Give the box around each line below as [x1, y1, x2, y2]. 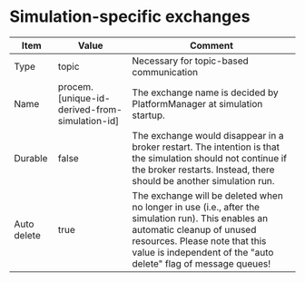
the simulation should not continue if [132, 151, 288, 164]
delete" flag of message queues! [132, 257, 271, 269]
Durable [14, 151, 48, 164]
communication [132, 65, 199, 78]
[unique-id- [57, 92, 111, 104]
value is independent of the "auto [132, 246, 274, 258]
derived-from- [57, 102, 123, 115]
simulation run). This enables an [132, 211, 269, 224]
